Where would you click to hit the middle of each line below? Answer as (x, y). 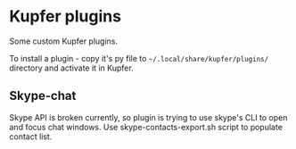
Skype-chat (43, 96)
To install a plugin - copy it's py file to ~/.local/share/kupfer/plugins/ (139, 58)
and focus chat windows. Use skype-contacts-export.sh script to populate (146, 127)
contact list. (31, 137)
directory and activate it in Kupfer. (71, 68)
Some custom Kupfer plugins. (64, 41)
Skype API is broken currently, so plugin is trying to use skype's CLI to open (148, 117)
